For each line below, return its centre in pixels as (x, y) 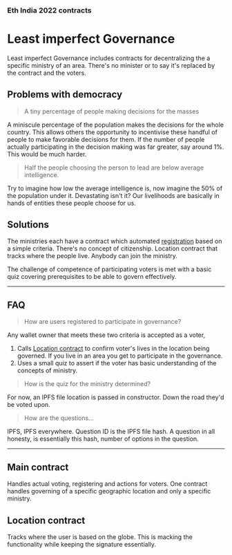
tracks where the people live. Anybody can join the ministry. (93, 256)
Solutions (28, 225)
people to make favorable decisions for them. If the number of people (106, 139)
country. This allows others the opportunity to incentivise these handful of (112, 132)
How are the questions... (59, 418)
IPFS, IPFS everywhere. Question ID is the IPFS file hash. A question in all (111, 432)
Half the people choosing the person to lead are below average (114, 167)
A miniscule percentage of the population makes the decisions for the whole (116, 125)
